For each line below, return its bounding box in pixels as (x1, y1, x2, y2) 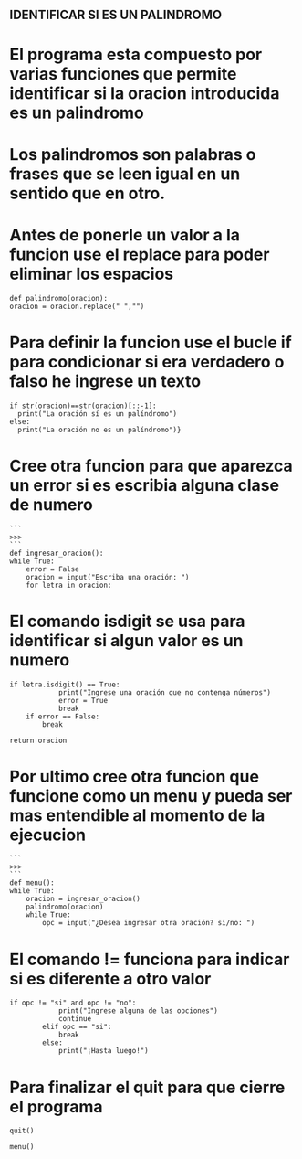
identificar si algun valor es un (9, 630, 244, 651)
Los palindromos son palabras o (9, 144, 257, 165)
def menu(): (9, 878, 55, 888)
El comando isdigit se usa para (9, 611, 245, 632)
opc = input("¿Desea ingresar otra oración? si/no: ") (42, 919, 255, 928)
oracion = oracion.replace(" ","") (9, 302, 145, 311)
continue (57, 1015, 92, 1024)
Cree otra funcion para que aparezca (9, 455, 294, 476)
